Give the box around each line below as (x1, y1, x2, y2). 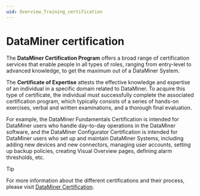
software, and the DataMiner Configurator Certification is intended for (6, 128, 178, 135)
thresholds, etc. (6, 154, 45, 161)
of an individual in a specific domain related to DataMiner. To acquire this (6, 85, 186, 92)
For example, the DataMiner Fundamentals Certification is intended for (6, 115, 179, 122)
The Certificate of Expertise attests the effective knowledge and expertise (6, 78, 190, 85)
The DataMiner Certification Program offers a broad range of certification (6, 54, 190, 62)
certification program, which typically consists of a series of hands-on (6, 97, 179, 105)
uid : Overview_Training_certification (6, 8, 103, 15)
